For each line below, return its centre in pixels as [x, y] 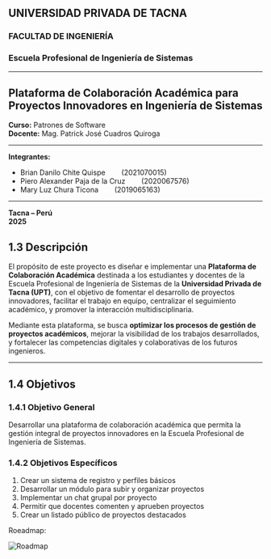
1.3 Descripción [48, 247]
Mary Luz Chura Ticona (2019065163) [90, 190]
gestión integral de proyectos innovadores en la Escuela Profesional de [126, 433]
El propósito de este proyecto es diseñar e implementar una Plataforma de [132, 267]
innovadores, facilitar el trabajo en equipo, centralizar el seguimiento [122, 301]
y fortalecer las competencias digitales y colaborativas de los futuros [123, 342]
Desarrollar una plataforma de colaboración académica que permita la [125, 425]
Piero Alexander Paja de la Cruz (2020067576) [104, 181]
